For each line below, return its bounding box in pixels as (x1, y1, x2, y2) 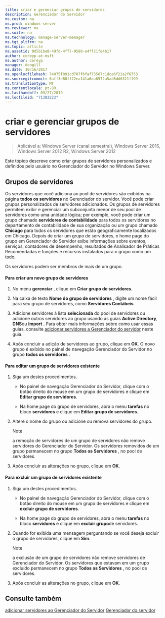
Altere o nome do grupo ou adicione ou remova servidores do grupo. (12, 418, 153, 424)
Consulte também (5, 594, 62, 603)
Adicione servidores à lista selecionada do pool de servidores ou (12, 310, 146, 316)
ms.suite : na (5, 30, 32, 35)
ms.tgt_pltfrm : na (5, 40, 43, 45)
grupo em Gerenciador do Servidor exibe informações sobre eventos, (5, 238, 147, 244)
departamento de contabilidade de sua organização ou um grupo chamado (5, 223, 158, 228)
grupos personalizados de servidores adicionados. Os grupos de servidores (5, 201, 160, 207)
